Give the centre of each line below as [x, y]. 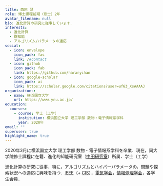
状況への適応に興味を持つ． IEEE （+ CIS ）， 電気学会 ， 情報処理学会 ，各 [80, 173]
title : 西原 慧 [19, 9]
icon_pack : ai [28, 82]
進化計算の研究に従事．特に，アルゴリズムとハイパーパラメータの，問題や [79, 167]
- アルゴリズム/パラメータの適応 [38, 41]
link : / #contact [31, 59]
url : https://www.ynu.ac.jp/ [43, 100]
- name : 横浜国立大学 [29, 95]
